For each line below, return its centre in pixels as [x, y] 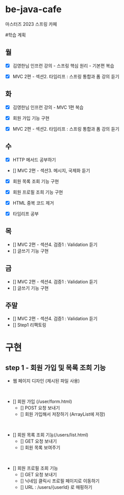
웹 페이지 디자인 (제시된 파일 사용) [46, 381]
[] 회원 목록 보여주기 [40, 448]
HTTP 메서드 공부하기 [34, 160]
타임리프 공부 [26, 213]
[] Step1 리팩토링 [29, 325]
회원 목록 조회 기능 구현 [36, 181]
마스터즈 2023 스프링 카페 [31, 24]
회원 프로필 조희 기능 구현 [38, 192]
